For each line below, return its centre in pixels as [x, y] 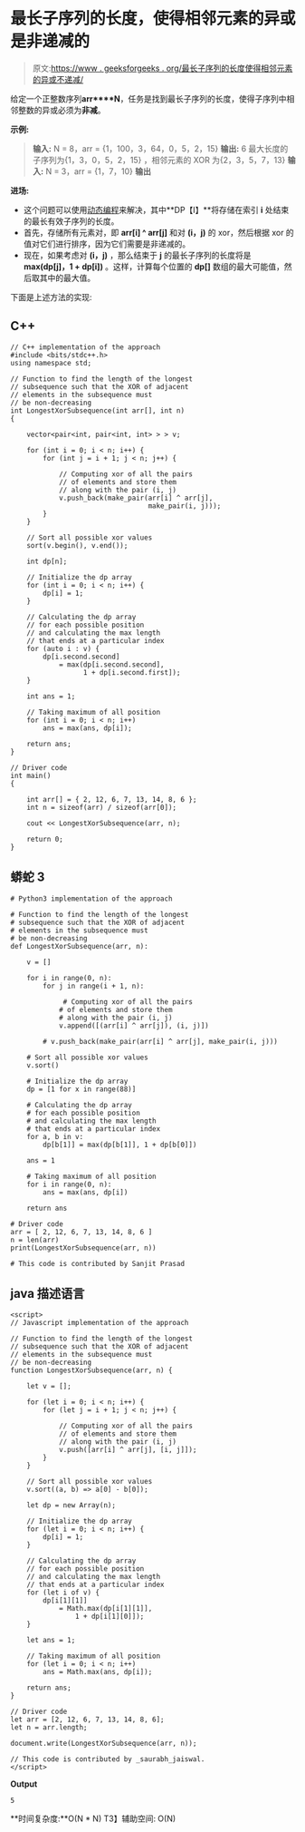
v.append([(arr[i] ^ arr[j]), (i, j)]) [133, 1026]
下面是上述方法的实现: [52, 297]
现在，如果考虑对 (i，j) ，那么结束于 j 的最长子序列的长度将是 [137, 255]
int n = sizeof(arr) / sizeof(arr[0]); [102, 807]
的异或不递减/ [58, 79]
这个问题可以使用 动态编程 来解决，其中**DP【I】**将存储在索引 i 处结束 [156, 210]
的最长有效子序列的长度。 [71, 221]
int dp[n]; [47, 561]
